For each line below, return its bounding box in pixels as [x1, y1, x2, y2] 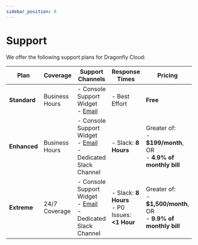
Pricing [157, 71, 178, 80]
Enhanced [9, 142, 38, 150]
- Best [111, 92, 130, 100]
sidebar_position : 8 [6, 8, 57, 15]
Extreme [9, 203, 34, 211]
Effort [111, 100, 127, 108]
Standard [9, 95, 36, 104]
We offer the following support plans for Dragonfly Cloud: [6, 54, 146, 61]
